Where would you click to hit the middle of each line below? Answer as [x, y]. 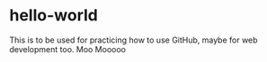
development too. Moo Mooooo [67, 49]
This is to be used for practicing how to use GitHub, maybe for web [133, 40]
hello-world [54, 15]
